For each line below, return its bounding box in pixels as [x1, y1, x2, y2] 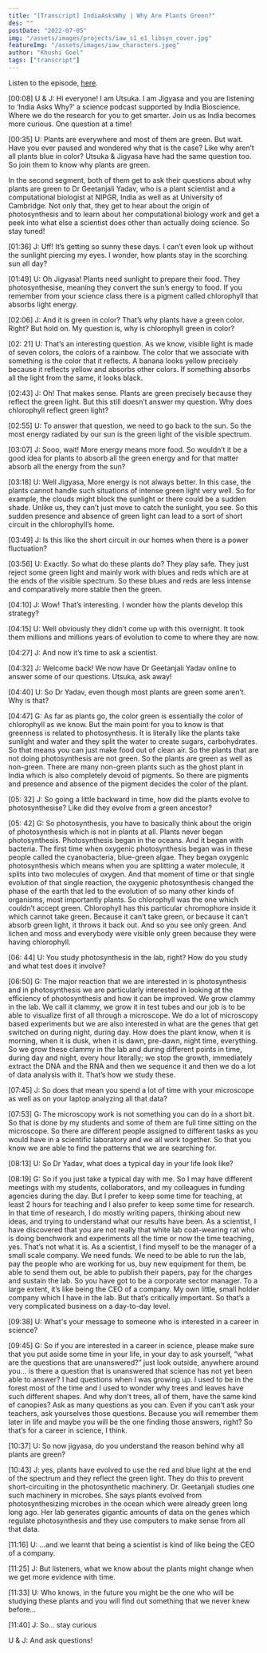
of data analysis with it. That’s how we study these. [8, 1070, 176, 1079]
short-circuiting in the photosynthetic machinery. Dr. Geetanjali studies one [8, 1481, 255, 1491]
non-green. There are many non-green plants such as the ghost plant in [8, 761, 245, 771]
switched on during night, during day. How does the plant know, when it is [8, 1027, 251, 1037]
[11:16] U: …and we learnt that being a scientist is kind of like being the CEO [8, 1540, 255, 1549]
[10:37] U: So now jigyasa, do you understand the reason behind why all [8, 1441, 245, 1450]
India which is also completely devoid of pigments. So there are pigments [8, 770, 249, 780]
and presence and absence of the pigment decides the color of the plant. [8, 779, 249, 789]
